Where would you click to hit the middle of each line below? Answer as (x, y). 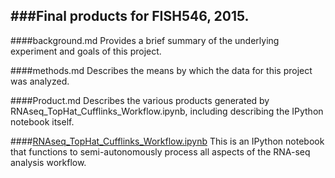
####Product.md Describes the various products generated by (140, 100)
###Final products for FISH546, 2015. (130, 16)
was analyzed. (40, 81)
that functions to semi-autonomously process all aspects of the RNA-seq (160, 151)
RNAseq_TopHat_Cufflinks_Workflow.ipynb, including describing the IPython (167, 111)
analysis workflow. (48, 162)
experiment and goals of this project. (86, 51)
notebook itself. (42, 121)
